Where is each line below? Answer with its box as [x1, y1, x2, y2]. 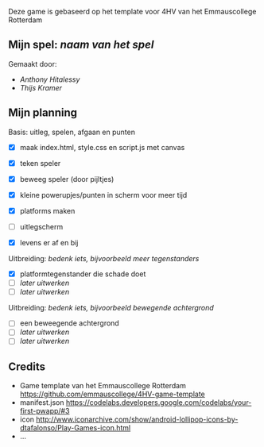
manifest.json [19, 398, 64, 407]
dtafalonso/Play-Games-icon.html [19, 423, 131, 433]
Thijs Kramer [19, 83, 62, 92]
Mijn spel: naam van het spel [8, 38, 154, 52]
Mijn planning [8, 106, 78, 120]
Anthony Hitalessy [19, 75, 80, 84]
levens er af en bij [19, 238, 79, 247]
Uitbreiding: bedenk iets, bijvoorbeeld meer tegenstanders [8, 254, 200, 264]
